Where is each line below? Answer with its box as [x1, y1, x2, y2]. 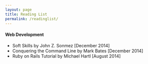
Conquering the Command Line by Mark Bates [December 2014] [12, 48, 144, 54]
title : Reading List [5, 12, 48, 17]
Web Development [5, 32, 44, 37]
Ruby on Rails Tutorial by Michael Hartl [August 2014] [12, 53, 121, 59]
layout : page [5, 7, 32, 12]
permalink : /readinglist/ [5, 16, 58, 21]
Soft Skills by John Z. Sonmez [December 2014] [12, 42, 110, 48]
